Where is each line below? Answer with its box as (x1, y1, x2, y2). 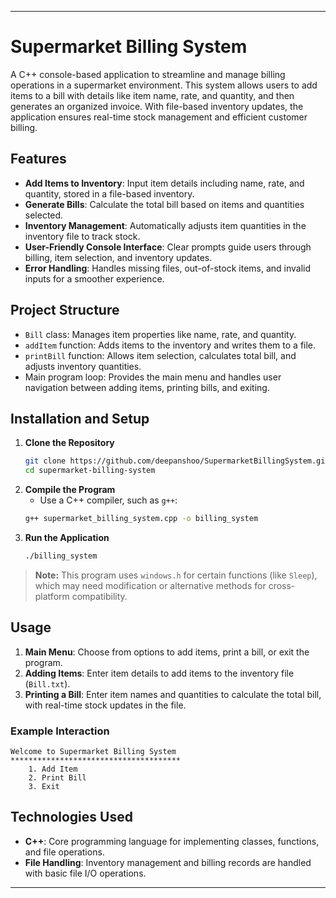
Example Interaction (10, 724, 110, 738)
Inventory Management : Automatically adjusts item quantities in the (24, 219, 307, 231)
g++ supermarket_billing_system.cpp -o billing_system (24, 514, 259, 524)
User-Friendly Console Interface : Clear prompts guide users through (24, 241, 312, 253)
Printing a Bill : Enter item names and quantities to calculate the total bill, (24, 688, 322, 700)
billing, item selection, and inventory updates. (24, 251, 213, 263)
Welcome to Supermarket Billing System (10, 746, 177, 756)
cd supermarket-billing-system (24, 466, 156, 476)
